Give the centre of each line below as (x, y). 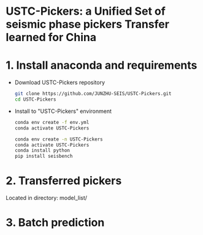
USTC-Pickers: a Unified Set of (86, 11)
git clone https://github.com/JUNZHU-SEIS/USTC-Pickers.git (93, 94)
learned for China (51, 37)
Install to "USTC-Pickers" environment (63, 111)
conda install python (42, 151)
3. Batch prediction (55, 223)
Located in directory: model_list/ (46, 198)
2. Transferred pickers (64, 181)
